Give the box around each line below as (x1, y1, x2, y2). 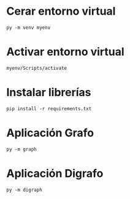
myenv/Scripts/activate (6, 65, 67, 71)
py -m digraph (6, 187, 43, 193)
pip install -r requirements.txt (6, 105, 92, 111)
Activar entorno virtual (6, 45, 124, 59)
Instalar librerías (6, 86, 91, 99)
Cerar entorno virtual (6, 4, 116, 18)
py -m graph (6, 146, 37, 152)
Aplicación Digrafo (6, 167, 104, 180)
